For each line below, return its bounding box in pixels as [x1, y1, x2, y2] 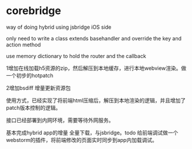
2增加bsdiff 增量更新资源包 [6, 84, 71, 92]
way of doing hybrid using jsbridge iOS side [6, 23, 112, 31]
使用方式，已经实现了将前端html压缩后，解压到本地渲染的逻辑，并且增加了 [6, 97, 186, 104]
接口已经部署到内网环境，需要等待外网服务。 [6, 116, 114, 124]
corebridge [6, 4, 61, 18]
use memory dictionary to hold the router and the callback [6, 52, 146, 59]
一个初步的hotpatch [6, 72, 54, 79]
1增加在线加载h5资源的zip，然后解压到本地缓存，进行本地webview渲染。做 [6, 65, 187, 72]
